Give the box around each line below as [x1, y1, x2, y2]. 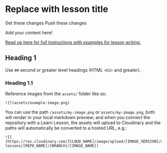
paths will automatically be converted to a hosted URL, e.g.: [5, 125, 127, 131]
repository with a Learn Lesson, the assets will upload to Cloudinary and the [5, 120, 161, 126]
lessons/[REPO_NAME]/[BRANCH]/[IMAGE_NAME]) [5, 144, 99, 149]
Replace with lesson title [5, 3, 108, 15]
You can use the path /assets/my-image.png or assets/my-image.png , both [5, 109, 155, 115]
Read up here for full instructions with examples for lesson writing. [5, 39, 141, 45]
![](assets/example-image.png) [5, 101, 70, 106]
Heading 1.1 [5, 79, 33, 86]
